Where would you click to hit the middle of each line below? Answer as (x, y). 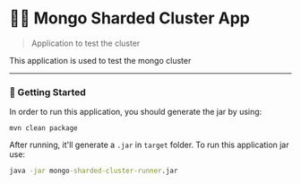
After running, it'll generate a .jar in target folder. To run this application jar (149, 145)
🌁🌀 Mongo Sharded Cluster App (130, 18)
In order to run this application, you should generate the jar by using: (136, 112)
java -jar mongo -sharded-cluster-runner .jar (94, 171)
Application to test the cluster (86, 43)
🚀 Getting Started (48, 92)
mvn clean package (43, 128)
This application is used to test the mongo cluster (100, 60)
